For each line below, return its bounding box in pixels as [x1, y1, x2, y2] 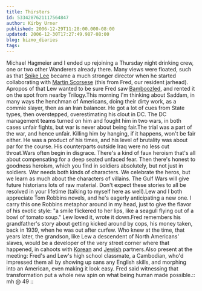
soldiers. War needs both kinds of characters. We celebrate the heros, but [6, 168, 191, 175]
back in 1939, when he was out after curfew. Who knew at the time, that [6, 226, 185, 234]
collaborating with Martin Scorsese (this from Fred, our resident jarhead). [6, 78, 189, 85]
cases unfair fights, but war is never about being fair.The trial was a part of [6, 123, 192, 131]
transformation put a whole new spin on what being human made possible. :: [6, 271, 195, 278]
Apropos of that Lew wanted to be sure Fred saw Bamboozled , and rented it [6, 85, 195, 92]
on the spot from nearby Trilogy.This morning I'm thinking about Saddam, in [6, 91, 195, 99]
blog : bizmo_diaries [6, 37, 59, 43]
